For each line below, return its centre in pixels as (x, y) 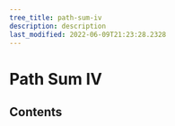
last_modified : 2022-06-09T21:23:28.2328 (88, 34)
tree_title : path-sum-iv (56, 18)
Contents (36, 112)
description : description (57, 26)
